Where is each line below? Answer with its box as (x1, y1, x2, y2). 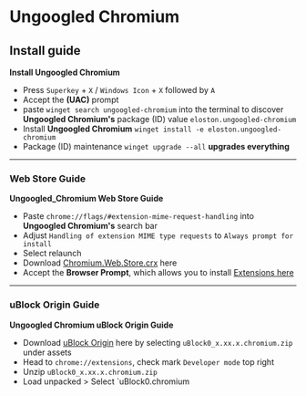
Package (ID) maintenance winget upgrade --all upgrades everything (22, 141, 290, 151)
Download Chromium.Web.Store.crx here (22, 257, 178, 268)
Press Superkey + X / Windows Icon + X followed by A (22, 85, 216, 95)
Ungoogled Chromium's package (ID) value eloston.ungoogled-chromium (22, 114, 297, 124)
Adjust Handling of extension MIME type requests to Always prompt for (22, 230, 294, 241)
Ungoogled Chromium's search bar (22, 221, 158, 232)
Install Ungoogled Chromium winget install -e (22, 123, 205, 134)
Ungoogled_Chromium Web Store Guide (9, 193, 164, 204)
